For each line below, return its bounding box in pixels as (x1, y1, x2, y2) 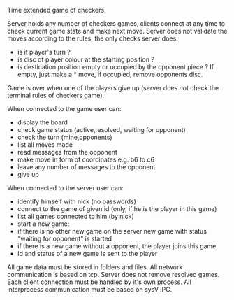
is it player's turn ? (17, 48, 71, 56)
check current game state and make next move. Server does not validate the (7, 27, 228, 35)
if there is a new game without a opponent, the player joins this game (17, 242, 217, 250)
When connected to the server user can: (7, 184, 124, 192)
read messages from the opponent (17, 148, 117, 156)
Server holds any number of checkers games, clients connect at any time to (7, 20, 226, 27)
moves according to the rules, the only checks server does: (7, 34, 178, 43)
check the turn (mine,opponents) (17, 133, 113, 141)
